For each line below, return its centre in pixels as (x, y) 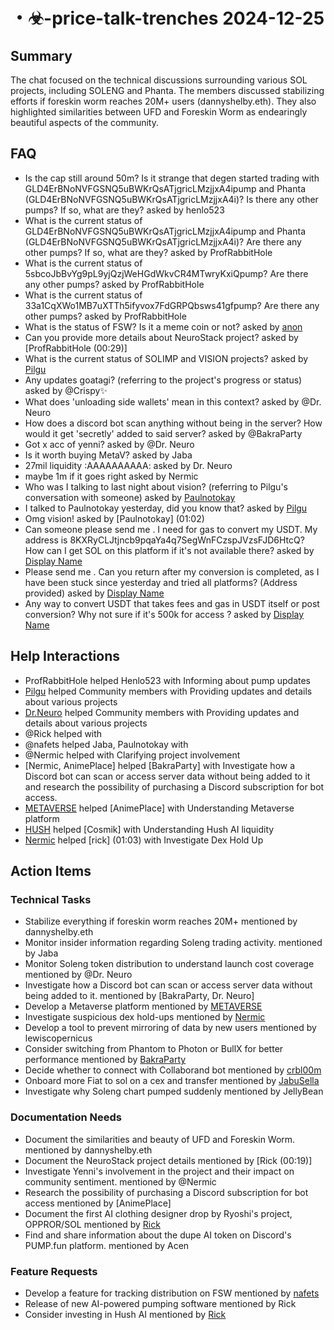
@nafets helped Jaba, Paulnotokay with (106, 744)
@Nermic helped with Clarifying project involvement (132, 755)
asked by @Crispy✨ (66, 390)
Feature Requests (54, 1271)
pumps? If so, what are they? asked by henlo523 (124, 210)
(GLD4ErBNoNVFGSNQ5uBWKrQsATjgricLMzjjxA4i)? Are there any (163, 241)
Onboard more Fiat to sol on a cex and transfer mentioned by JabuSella (172, 1081)
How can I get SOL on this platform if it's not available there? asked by (169, 550)
